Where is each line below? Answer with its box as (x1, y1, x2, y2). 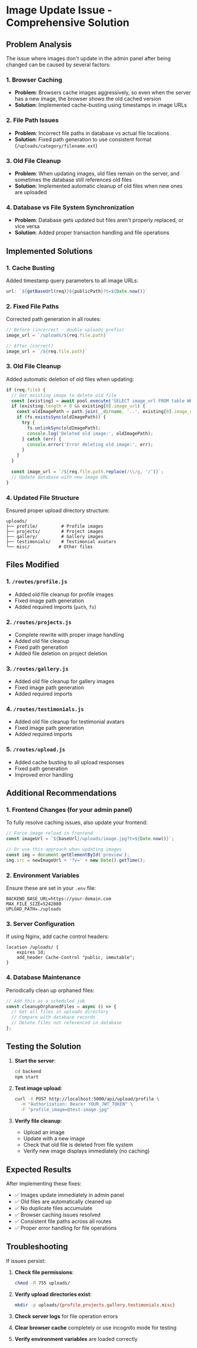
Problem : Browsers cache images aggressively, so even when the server (14, 89, 191, 96)
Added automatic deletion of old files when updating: (6, 375, 134, 382)
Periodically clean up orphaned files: (6, 987, 95, 994)
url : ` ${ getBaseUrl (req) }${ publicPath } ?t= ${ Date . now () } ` (6, 288, 148, 294)
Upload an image (23, 1129, 65, 1136)
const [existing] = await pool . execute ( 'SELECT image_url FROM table (11, 398, 185, 404)
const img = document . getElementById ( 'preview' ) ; (6, 852, 130, 858)
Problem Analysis (6, 39, 72, 49)
